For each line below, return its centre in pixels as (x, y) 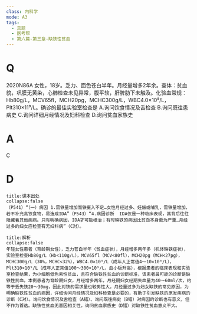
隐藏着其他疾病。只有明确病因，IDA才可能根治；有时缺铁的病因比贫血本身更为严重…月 (95, 220)
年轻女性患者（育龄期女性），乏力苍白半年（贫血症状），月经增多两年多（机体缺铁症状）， (97, 249)
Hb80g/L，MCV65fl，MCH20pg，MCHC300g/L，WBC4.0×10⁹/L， (88, 100)
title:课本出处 (23, 196)
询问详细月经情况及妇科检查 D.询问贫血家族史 (78, 115)
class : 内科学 (22, 12)
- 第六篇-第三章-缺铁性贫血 (41, 39)
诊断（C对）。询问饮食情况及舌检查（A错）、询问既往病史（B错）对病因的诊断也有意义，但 (98, 299)
